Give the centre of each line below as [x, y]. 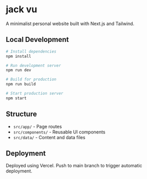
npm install [18, 56]
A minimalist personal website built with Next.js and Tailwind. [70, 24]
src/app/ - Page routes [37, 126]
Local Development [37, 40]
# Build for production [31, 80]
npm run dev [18, 70]
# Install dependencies [31, 51]
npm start [16, 98]
